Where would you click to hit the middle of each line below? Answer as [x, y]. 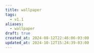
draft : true [18, 33]
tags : [11, 15]
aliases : [14, 24]
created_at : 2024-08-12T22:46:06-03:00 [47, 38]
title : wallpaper [23, 10]
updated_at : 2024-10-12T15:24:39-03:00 [47, 43]
